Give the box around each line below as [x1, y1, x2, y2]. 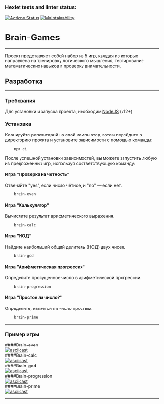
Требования [5, 97, 36, 104]
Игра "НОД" [5, 233, 32, 239]
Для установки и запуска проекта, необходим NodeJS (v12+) [5, 109, 133, 115]
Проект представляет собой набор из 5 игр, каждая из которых [5, 53, 138, 58]
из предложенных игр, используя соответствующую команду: [5, 160, 136, 166]
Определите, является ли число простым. [5, 306, 93, 311]
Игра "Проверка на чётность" [5, 172, 70, 177]
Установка [5, 121, 32, 128]
